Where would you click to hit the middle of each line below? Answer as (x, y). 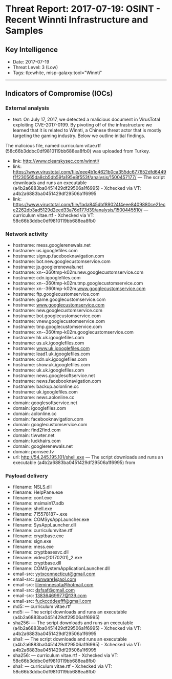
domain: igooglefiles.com (39, 408)
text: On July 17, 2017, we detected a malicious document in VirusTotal (86, 119)
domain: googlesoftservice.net (45, 403)
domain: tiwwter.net (34, 435)
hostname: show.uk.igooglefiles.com (51, 364)
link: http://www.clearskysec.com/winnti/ (56, 161)
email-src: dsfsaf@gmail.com (44, 590)
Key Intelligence (31, 49)
